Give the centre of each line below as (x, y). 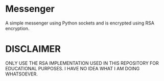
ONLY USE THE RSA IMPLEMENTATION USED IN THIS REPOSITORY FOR (82, 63)
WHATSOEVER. (21, 74)
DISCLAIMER (33, 49)
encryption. (17, 28)
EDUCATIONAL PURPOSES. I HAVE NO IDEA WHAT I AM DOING (73, 68)
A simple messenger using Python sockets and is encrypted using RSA (80, 23)
